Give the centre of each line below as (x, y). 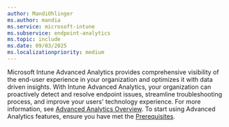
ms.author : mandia (34, 20)
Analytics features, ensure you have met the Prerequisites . (91, 116)
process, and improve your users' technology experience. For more (104, 101)
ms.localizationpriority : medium (56, 53)
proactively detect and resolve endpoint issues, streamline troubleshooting (115, 94)
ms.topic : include (34, 40)
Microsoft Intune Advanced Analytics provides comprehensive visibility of (113, 72)
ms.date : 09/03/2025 (37, 46)
